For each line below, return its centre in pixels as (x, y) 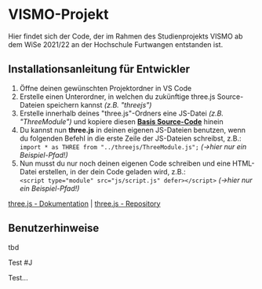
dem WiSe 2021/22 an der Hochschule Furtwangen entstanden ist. (116, 44)
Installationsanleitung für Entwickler (99, 70)
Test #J (20, 262)
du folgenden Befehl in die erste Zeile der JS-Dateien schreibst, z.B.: (130, 138)
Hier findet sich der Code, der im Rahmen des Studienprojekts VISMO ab (126, 36)
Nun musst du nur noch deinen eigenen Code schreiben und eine (125, 163)
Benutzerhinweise (54, 228)
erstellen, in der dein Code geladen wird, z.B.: (112, 171)
